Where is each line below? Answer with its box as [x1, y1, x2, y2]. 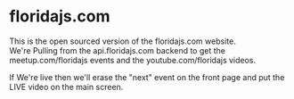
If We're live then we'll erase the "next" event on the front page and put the [9, 71, 285, 82]
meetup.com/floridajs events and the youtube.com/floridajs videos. [9, 54, 257, 65]
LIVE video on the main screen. [9, 81, 124, 92]
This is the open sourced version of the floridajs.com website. [9, 36, 236, 46]
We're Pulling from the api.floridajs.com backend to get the [9, 45, 225, 55]
